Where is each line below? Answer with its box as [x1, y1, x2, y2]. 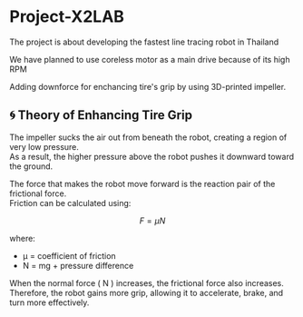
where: [9, 233, 36, 243]
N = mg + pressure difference [22, 260, 134, 271]
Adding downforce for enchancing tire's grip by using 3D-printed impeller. [9, 81, 287, 92]
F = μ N [139, 215, 166, 226]
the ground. [9, 161, 54, 172]
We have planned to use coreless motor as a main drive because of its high [9, 54, 290, 64]
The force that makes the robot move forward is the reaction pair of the [9, 178, 276, 189]
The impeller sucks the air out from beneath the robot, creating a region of [9, 132, 288, 143]
